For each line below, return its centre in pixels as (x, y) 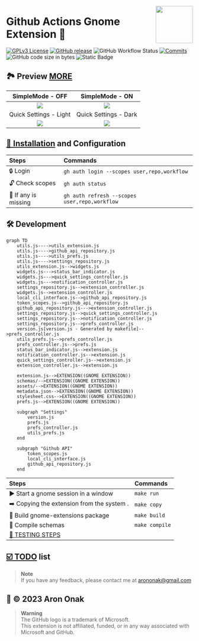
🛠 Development (36, 224)
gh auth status (85, 184)
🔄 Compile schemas (37, 525)
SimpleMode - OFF (40, 96)
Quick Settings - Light (40, 114)
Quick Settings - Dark (107, 114)
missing (20, 202)
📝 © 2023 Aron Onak (45, 599)
